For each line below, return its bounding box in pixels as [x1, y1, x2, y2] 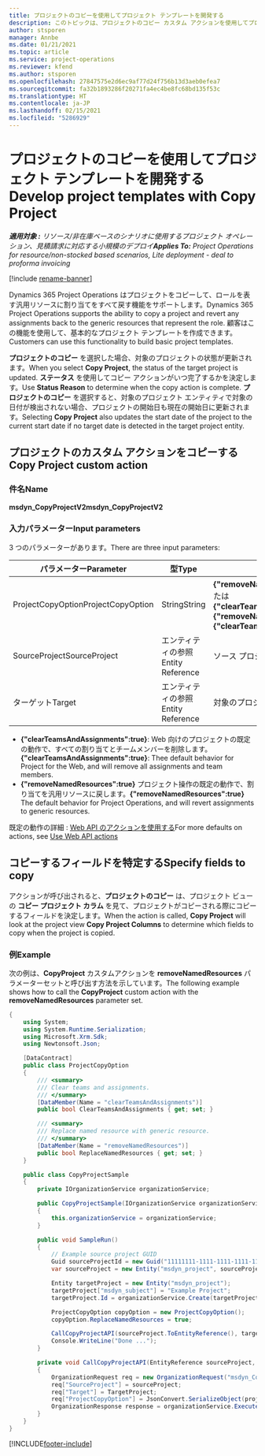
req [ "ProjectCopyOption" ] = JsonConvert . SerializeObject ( [50, 1395, 245, 1403]
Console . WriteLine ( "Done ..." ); [50, 1337, 157, 1345]
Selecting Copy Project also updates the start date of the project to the [21, 411, 252, 422]
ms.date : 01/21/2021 [9, 41, 77, 49]
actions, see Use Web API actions [9, 831, 119, 840]
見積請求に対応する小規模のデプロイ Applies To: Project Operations [35, 241, 254, 251]
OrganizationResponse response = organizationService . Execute [50, 1402, 259, 1411]
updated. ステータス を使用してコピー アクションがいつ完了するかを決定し [9, 372, 250, 382]
